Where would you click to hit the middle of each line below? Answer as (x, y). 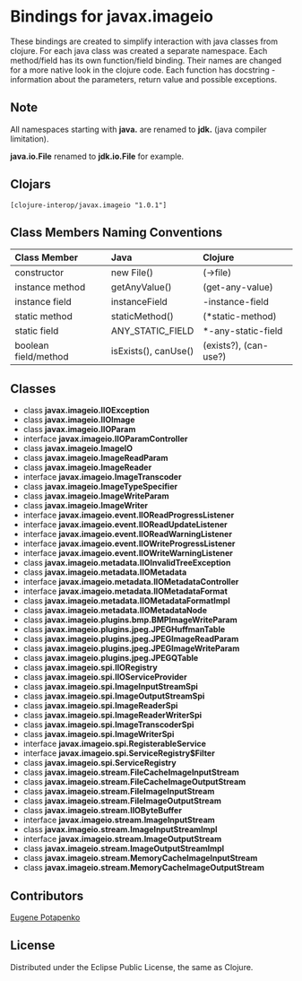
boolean (32, 345)
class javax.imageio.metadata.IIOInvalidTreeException (127, 563)
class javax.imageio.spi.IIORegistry (90, 668)
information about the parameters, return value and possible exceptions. (143, 79)
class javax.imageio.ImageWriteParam (96, 496)
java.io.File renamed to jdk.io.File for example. (97, 156)
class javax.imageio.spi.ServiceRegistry (100, 763)
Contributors (47, 895)
